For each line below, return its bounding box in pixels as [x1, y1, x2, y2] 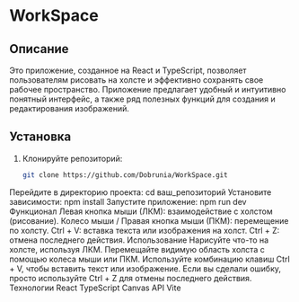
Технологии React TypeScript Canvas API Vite [9, 282, 181, 293]
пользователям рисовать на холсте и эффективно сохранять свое [9, 75, 264, 85]
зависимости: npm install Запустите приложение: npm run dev [9, 196, 247, 207]
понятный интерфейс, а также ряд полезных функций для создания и [9, 93, 276, 104]
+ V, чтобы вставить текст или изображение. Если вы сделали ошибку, [9, 262, 281, 274]
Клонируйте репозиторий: [22, 153, 123, 164]
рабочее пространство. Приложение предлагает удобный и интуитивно [9, 84, 286, 94]
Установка [9, 129, 72, 145]
